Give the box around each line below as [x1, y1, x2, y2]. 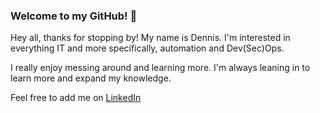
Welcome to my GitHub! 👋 [10, 9, 138, 23]
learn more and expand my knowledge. [10, 72, 172, 84]
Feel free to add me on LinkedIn [10, 92, 142, 104]
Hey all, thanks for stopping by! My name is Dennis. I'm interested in [10, 32, 291, 44]
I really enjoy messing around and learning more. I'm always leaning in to [10, 62, 311, 74]
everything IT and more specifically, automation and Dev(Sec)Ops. [10, 42, 285, 54]
